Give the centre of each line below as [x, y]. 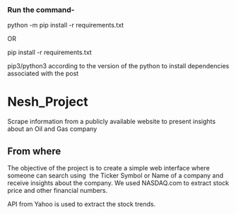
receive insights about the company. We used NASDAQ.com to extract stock [118, 183]
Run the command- [41, 10]
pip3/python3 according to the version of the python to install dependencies [118, 66]
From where [34, 151]
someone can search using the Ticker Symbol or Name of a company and [116, 176]
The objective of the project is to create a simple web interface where [108, 168]
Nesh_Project [48, 102]
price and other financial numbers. [58, 191]
